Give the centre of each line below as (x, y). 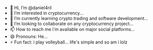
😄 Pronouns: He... (29, 36)
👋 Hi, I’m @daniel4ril (31, 8)
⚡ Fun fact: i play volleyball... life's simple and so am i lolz (69, 42)
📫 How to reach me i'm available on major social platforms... (72, 29)
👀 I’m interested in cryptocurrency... (47, 13)
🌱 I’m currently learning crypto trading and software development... (79, 18)
